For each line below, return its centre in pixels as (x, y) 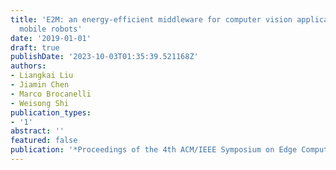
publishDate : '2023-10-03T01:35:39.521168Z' (104, 57)
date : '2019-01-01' (51, 38)
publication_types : (51, 112)
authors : (28, 66)
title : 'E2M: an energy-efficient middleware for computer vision (151, 19)
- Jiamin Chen (40, 85)
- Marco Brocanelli (51, 94)
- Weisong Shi (40, 103)
